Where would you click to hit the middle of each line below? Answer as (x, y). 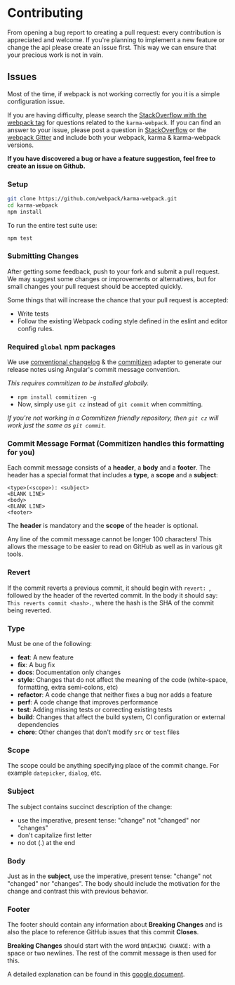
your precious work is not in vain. (55, 55)
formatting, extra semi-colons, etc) (68, 688)
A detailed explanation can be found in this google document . (96, 974)
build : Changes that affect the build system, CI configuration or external (121, 717)
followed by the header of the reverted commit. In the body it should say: (113, 595)
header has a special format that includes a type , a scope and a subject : (113, 475)
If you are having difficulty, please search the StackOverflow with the (107, 115)
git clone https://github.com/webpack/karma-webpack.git (92, 199)
